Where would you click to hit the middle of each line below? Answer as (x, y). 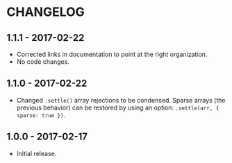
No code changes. (43, 62)
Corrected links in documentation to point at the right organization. (112, 54)
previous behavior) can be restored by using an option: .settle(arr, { (118, 108)
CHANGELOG (45, 12)
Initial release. (36, 153)
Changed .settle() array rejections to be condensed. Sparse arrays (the (121, 100)
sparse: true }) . (41, 114)
